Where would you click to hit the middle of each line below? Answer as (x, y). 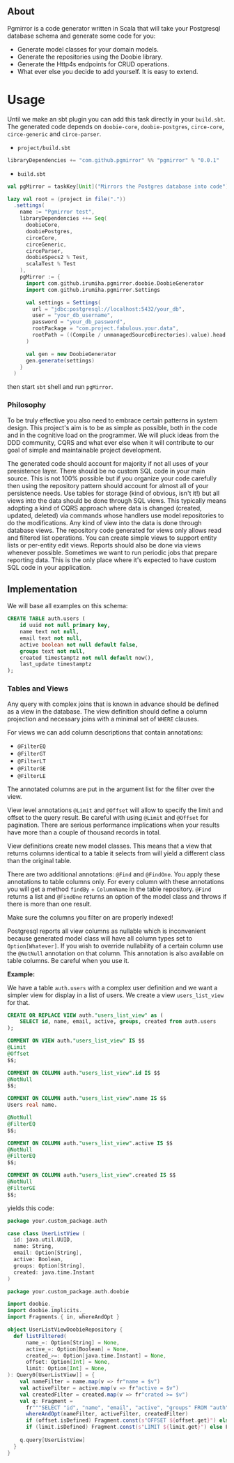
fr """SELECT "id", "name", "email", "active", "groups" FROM (116, 1407)
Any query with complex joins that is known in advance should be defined (113, 704)
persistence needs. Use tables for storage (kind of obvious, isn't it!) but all (114, 493)
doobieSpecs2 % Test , (57, 258)
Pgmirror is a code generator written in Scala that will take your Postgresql (114, 28)
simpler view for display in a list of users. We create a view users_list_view (116, 995)
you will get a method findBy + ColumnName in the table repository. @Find (109, 889)
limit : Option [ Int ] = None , (67, 1369)
